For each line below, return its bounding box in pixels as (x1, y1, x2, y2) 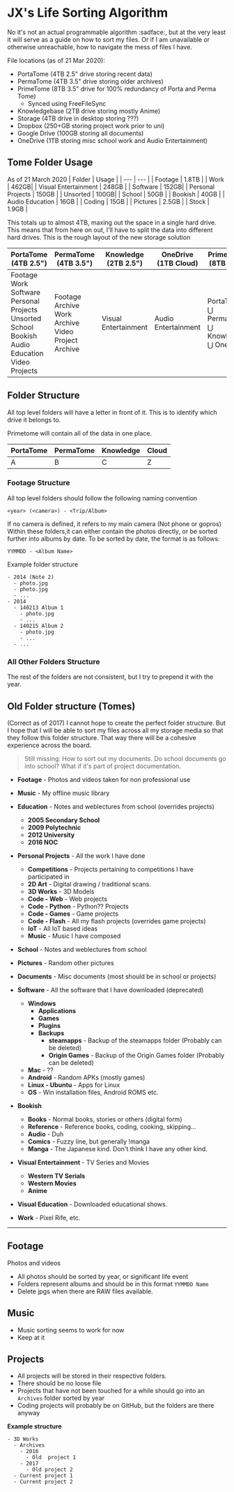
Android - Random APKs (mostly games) (27, 1073, 146, 1082)
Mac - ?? (27, 1066, 54, 1074)
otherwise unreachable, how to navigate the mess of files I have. (7, 43, 193, 51)
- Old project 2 (25, 1466, 73, 1473)
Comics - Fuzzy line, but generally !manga (27, 1137, 150, 1146)
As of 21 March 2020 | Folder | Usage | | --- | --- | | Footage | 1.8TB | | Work (7, 175, 224, 183)
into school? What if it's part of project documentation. (24, 762, 181, 770)
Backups (38, 1029, 65, 1037)
